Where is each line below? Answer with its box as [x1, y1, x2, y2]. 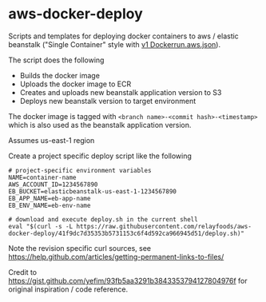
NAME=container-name [8, 173, 77, 181]
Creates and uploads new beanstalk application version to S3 [19, 87, 222, 97]
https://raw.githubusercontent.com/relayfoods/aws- [76, 222, 252, 230]
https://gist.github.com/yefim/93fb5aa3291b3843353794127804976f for [8, 276, 248, 285]
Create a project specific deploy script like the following [8, 151, 192, 161]
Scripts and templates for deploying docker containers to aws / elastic [8, 31, 240, 41]
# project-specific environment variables [8, 166, 152, 174]
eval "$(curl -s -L [8, 222, 73, 230]
